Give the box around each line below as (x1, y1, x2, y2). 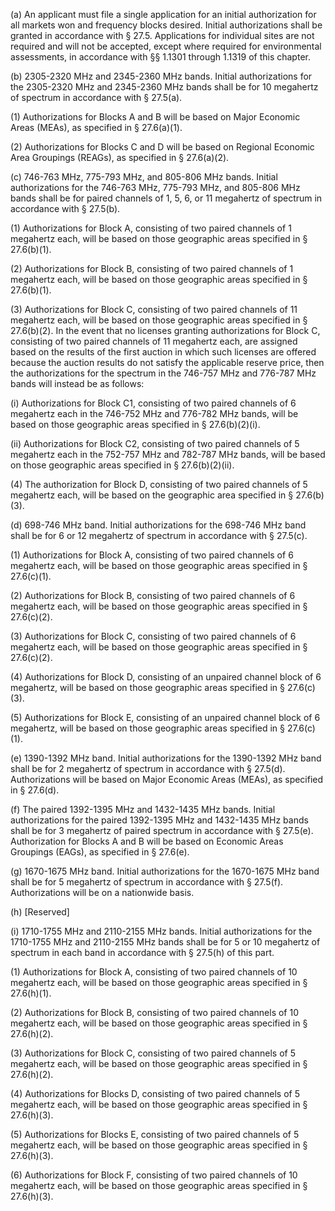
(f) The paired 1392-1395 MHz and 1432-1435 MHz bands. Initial (10, 804, 276, 815)
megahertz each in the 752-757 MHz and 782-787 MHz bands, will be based (10, 449, 326, 460)
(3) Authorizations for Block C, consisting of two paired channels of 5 (10, 1047, 296, 1059)
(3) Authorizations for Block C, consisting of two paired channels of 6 (10, 630, 297, 642)
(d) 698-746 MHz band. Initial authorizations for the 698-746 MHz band (10, 519, 307, 531)
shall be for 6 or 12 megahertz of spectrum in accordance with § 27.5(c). (10, 530, 308, 541)
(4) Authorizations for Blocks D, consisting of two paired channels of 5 (10, 1088, 301, 1099)
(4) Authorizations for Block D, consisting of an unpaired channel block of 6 (10, 671, 322, 683)
